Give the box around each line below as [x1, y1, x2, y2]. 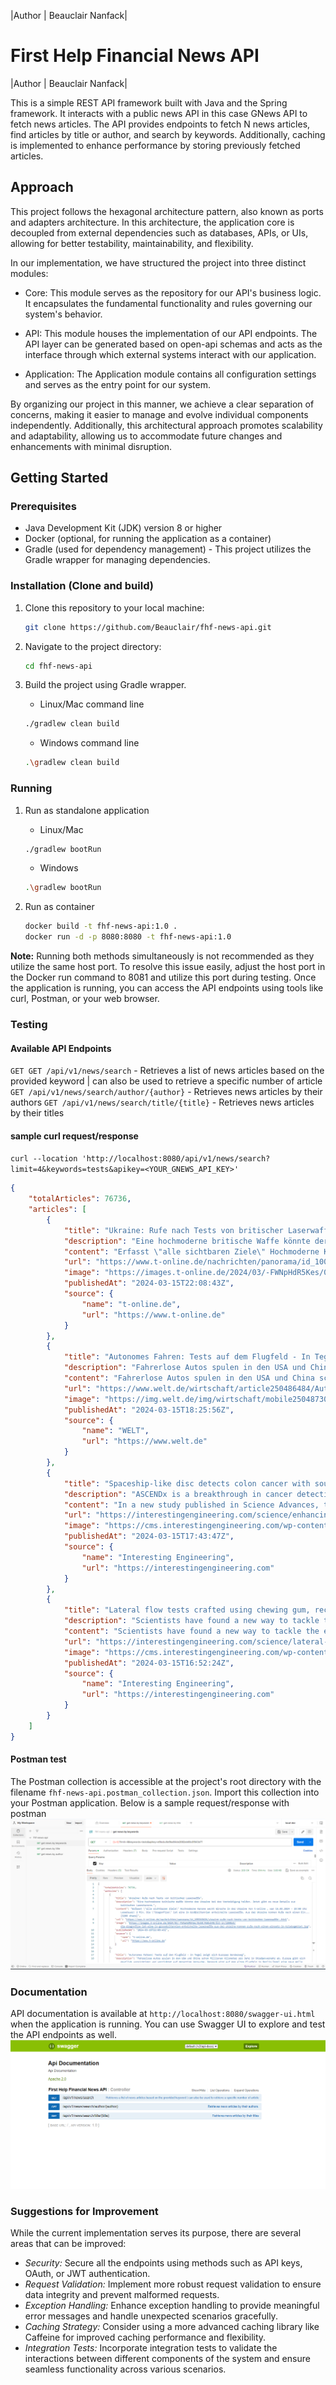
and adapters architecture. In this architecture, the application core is [10, 216, 295, 228]
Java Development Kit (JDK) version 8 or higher [24, 522, 223, 534]
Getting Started [10, 470, 109, 487]
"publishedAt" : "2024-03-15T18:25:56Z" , [63, 1405, 235, 1415]
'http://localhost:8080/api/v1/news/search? [81, 1154, 271, 1164]
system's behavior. [24, 308, 103, 320]
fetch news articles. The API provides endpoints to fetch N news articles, [10, 118, 311, 130]
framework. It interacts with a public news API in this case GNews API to [10, 107, 308, 119]
